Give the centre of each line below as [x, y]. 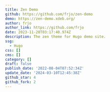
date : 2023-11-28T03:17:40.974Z [38, 32]
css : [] [13, 50]
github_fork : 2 [21, 82]
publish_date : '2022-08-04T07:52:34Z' [44, 69]
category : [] [18, 59]
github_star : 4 [21, 77]
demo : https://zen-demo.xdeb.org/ [40, 18]
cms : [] [13, 55]
